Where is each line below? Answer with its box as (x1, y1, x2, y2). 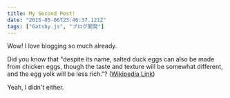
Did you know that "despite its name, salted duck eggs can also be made (7, 55, 215, 63)
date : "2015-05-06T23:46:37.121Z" (7, 17, 107, 23)
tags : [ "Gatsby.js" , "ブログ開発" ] (7, 23, 105, 30)
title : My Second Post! (7, 10, 76, 17)
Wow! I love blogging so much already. (7, 42, 117, 50)
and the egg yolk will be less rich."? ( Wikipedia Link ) (7, 70, 155, 78)
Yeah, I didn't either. (7, 84, 64, 92)
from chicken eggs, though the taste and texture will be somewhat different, (7, 63, 223, 71)
